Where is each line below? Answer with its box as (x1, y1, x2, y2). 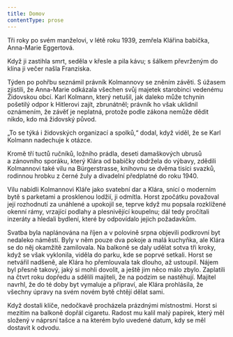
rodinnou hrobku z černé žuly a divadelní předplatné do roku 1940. (7, 172, 199, 180)
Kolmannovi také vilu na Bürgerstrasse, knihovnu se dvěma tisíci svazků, (7, 164, 216, 172)
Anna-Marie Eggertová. (7, 43, 75, 52)
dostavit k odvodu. (7, 323, 61, 331)
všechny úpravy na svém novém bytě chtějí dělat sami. (7, 287, 165, 296)
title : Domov (7, 10, 45, 17)
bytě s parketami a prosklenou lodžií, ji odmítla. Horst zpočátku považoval (7, 193, 220, 201)
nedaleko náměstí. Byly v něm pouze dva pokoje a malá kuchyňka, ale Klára (7, 235, 225, 244)
